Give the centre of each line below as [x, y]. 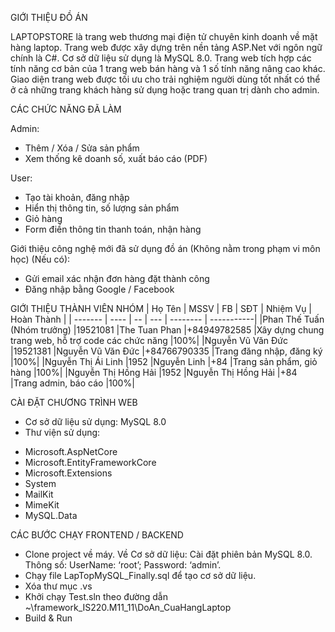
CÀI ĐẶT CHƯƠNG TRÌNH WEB [74, 402]
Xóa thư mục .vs [58, 586]
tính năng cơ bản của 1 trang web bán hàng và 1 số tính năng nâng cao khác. [168, 68]
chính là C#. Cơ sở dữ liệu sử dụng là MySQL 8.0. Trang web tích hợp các [161, 58]
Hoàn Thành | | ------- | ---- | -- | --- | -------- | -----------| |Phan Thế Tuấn [167, 319]
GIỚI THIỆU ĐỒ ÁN [49, 17]
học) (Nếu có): [40, 259]
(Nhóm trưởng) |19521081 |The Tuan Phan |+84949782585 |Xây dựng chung [167, 330]
